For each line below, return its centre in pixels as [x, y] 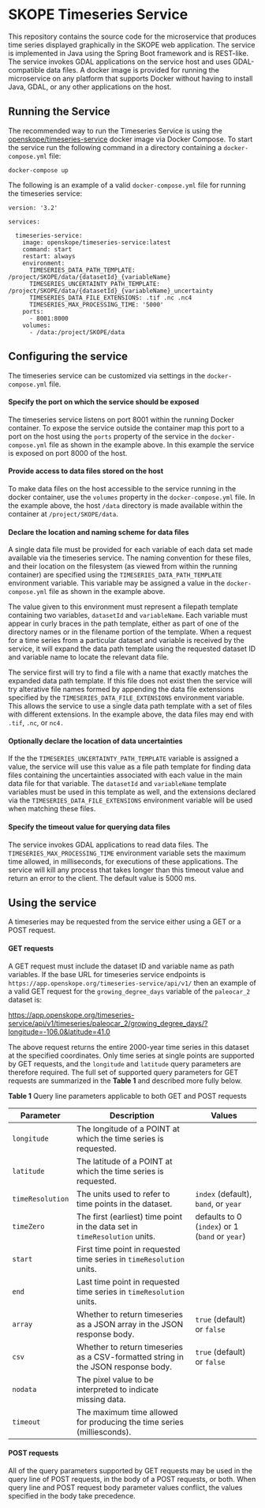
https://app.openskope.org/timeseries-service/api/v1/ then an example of [132, 983]
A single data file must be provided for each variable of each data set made [131, 550]
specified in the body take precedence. [72, 1495]
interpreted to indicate [118, 1390]
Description [132, 1115]
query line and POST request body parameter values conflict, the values [125, 1487]
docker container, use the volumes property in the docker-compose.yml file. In [132, 497]
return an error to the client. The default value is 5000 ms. [103, 878]
